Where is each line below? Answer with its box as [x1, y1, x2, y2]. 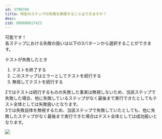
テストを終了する [12, 67, 46, 73]
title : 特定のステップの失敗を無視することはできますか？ [5, 12, 107, 16]
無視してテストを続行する [12, 79, 63, 85]
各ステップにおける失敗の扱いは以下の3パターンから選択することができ [5, 41, 147, 46]
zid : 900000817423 [5, 20, 42, 26]
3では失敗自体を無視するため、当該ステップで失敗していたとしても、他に [5, 107, 151, 113]
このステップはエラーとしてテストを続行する [12, 73, 102, 79]
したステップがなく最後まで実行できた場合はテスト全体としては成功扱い [9, 113, 153, 119]
